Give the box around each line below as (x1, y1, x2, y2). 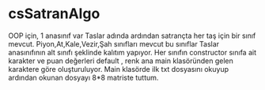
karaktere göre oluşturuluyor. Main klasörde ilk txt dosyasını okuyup (8, 64, 229, 73)
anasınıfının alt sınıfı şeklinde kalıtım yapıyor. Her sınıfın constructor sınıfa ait (8, 47, 257, 57)
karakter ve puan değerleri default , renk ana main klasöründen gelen (8, 56, 233, 66)
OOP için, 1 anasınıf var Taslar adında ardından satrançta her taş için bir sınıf (8, 31, 256, 40)
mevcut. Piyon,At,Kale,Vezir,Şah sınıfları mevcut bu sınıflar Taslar (8, 39, 220, 48)
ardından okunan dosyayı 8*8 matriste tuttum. (8, 73, 159, 82)
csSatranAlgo (8, 5, 100, 23)
